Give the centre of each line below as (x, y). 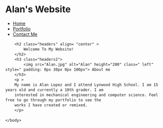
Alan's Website (38, 9)
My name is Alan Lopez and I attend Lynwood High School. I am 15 (86, 85)
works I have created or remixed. (51, 105)
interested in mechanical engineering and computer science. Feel (86, 95)
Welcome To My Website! (49, 49)
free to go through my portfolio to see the (53, 100)
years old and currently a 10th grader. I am (54, 90)
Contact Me (25, 34)
